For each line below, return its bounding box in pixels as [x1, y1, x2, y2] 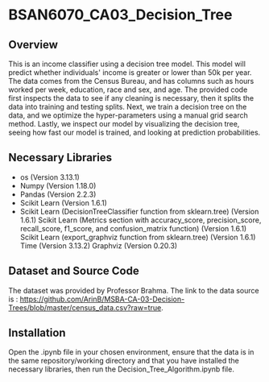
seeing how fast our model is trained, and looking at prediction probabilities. [8, 127, 261, 137]
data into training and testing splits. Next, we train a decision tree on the [8, 102, 247, 111]
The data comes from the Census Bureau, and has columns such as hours [8, 77, 255, 85]
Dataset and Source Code [8, 264, 139, 278]
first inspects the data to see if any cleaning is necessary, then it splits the [8, 93, 255, 102]
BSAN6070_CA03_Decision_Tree [8, 6, 233, 24]
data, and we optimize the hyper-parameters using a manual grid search [8, 110, 248, 120]
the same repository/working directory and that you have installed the [8, 356, 239, 366]
